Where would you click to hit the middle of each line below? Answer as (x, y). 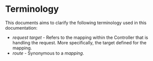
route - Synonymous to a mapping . (48, 53)
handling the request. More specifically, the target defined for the (79, 42)
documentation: (21, 28)
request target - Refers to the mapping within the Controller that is (80, 37)
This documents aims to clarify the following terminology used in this (76, 23)
